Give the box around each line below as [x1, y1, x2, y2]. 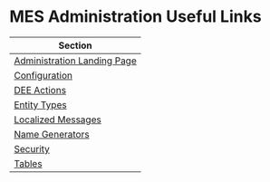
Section [58, 39, 92, 52]
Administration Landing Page [14, 54, 138, 67]
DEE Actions [14, 83, 66, 96]
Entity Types [14, 98, 67, 110]
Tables [14, 157, 43, 169]
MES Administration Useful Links [9, 6, 262, 27]
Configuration [14, 69, 72, 81]
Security [14, 142, 50, 155]
